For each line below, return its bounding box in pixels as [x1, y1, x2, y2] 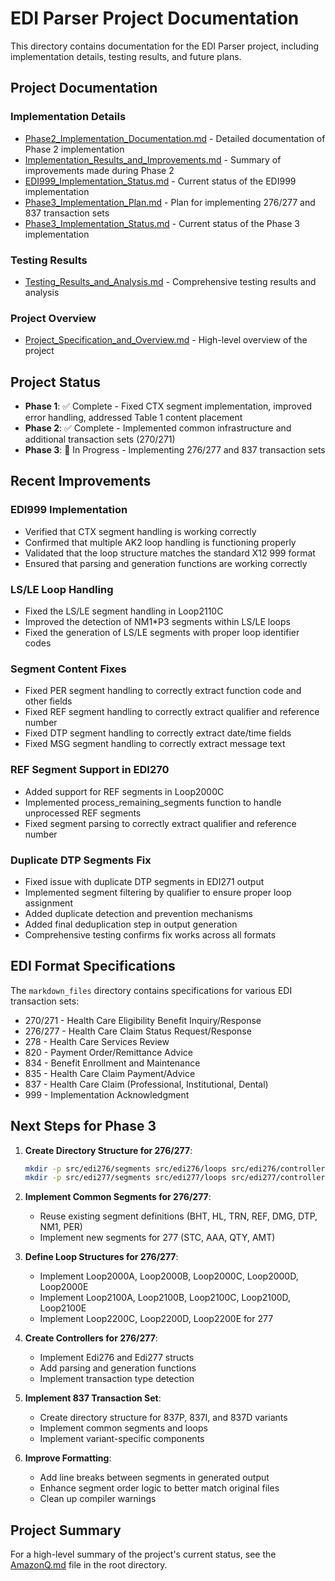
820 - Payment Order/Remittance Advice [24, 1046, 193, 1058]
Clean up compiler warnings [39, 1493, 157, 1505]
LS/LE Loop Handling [10, 582, 114, 596]
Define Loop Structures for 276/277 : [24, 1251, 179, 1263]
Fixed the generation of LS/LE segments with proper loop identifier [24, 627, 300, 639]
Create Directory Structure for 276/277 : [24, 1144, 193, 1156]
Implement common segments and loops [39, 1422, 208, 1434]
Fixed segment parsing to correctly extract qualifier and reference [24, 817, 297, 829]
